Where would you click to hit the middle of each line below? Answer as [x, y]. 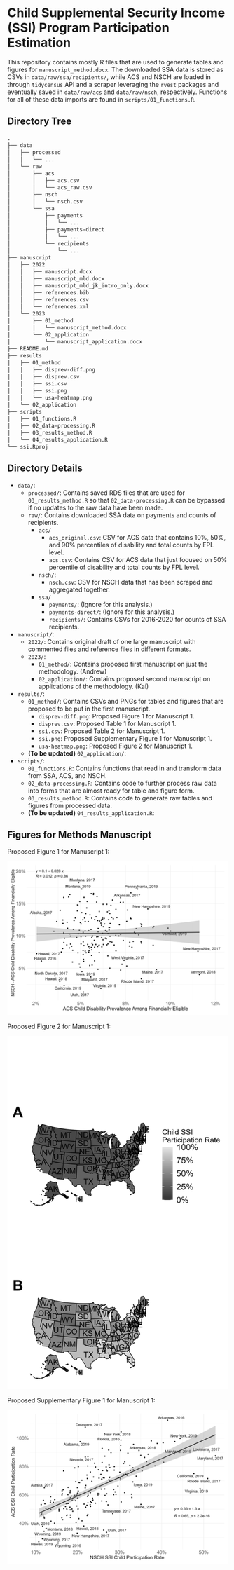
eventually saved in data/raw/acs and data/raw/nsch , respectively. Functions [117, 92]
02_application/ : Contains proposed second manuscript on [124, 678]
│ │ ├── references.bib [48, 292]
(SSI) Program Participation [88, 28]
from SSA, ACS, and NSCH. [67, 775]
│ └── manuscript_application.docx [75, 341]
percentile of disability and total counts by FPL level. [124, 567]
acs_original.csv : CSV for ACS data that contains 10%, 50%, [137, 537]
